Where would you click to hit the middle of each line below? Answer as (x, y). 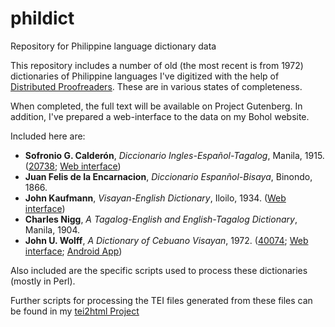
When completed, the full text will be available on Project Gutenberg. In (156, 106)
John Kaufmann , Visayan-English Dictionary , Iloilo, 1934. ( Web (155, 198)
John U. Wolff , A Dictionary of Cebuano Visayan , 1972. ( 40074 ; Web (166, 240)
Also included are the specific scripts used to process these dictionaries (159, 270)
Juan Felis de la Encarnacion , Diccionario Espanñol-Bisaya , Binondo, (168, 176)
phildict (42, 18)
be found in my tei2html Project (75, 311)
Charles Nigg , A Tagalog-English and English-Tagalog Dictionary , (161, 219)
